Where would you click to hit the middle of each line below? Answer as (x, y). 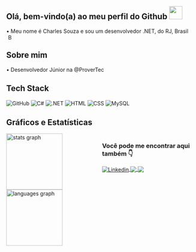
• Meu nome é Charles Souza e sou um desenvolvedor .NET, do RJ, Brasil (97, 31)
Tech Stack (28, 88)
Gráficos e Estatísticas (49, 122)
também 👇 (117, 153)
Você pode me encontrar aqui (146, 145)
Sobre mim (27, 55)
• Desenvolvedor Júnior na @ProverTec (55, 69)
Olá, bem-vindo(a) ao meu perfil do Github (87, 16)
